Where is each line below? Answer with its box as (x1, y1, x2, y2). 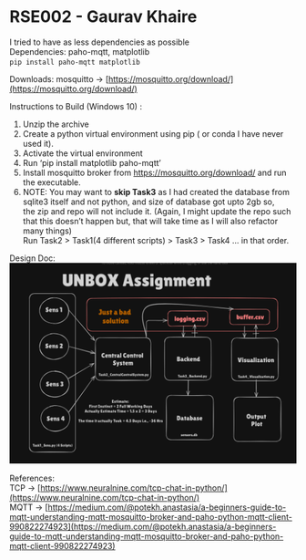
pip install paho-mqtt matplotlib (9, 57, 141, 67)
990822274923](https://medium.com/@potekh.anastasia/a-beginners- (9, 522, 277, 533)
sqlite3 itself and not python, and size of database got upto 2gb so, (22, 196, 275, 207)
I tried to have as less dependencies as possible (9, 36, 189, 47)
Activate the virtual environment (22, 148, 143, 159)
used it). (22, 138, 55, 149)
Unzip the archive (22, 119, 89, 130)
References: (9, 472, 55, 484)
